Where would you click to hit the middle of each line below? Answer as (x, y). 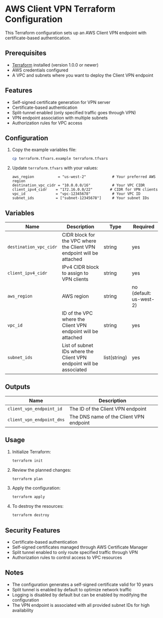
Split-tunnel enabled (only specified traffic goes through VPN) (74, 112)
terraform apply (28, 497)
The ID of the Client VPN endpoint (108, 409)
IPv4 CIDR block (81, 267)
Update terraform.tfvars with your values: (55, 168)
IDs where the (78, 352)
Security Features (33, 530)
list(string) (115, 358)
